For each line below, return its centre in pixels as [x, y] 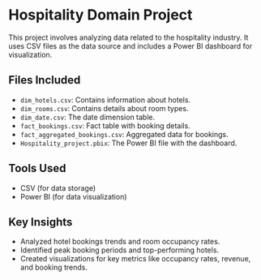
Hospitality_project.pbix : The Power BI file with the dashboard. [128, 143]
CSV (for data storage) [58, 187]
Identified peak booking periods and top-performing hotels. [120, 250]
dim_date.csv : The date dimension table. [88, 117]
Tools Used [37, 168]
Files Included [45, 80]
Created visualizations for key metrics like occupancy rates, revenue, [135, 259]
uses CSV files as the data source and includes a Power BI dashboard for [130, 45]
